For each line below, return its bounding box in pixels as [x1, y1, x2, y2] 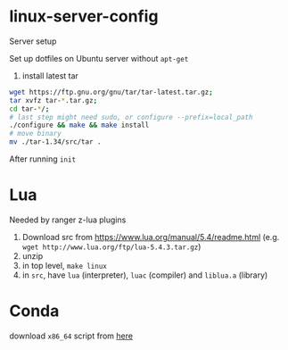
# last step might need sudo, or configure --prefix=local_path [9, 112, 253, 121]
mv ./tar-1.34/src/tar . [9, 137, 102, 146]
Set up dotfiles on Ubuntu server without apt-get [9, 53, 189, 63]
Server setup [9, 36, 57, 46]
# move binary [9, 129, 62, 138]
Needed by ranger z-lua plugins [9, 214, 127, 225]
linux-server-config [9, 6, 159, 27]
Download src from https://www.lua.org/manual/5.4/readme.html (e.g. [21, 232, 280, 242]
